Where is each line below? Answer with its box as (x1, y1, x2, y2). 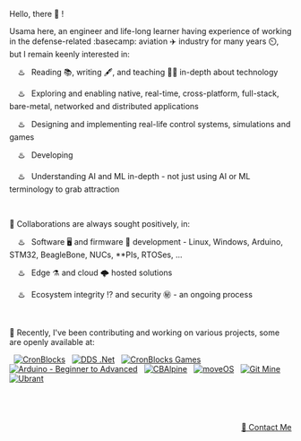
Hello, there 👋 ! (9, 9, 64, 19)
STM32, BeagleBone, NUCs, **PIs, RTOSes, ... (9, 249, 183, 260)
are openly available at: (9, 337, 96, 347)
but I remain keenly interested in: (9, 49, 130, 59)
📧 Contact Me (241, 422, 292, 433)
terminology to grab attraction (9, 184, 120, 195)
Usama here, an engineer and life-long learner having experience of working (9, 26, 292, 36)
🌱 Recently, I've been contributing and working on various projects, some (9, 327, 280, 338)
